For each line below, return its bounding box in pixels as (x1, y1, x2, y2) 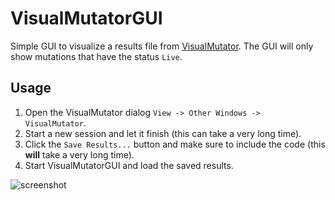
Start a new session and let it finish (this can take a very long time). (24, 127, 302, 139)
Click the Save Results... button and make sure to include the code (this (24, 138, 326, 150)
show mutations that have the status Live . (10, 50, 183, 62)
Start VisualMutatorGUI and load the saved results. (24, 159, 234, 171)
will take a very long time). (24, 148, 135, 161)
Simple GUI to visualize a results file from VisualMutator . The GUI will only (10, 40, 314, 52)
